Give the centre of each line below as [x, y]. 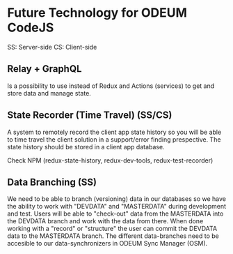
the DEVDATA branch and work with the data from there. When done [105, 221]
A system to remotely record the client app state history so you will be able [114, 132]
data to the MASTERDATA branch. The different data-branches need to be [113, 236]
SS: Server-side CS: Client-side [52, 47]
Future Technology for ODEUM [97, 13]
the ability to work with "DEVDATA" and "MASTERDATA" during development [117, 207]
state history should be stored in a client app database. [86, 147]
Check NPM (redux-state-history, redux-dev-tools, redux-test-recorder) [110, 160]
